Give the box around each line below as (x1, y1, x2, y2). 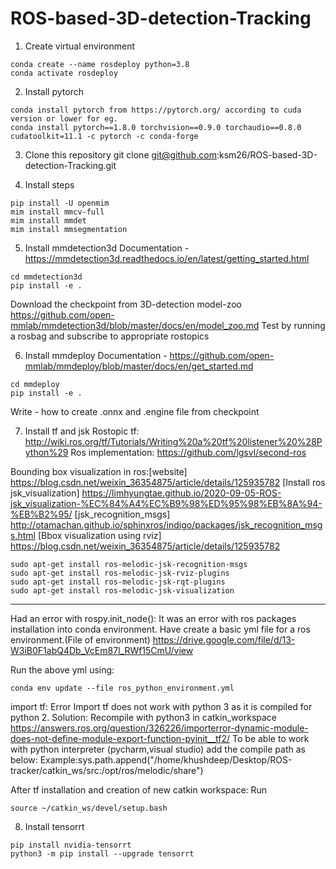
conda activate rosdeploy (10, 68, 118, 78)
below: (10, 753, 38, 766)
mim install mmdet (10, 215, 87, 226)
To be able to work (232, 732, 310, 744)
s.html (10, 529, 36, 541)
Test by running (261, 319, 326, 331)
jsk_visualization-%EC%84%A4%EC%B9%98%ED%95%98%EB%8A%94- (10, 497, 323, 509)
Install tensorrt (24, 820, 85, 832)
